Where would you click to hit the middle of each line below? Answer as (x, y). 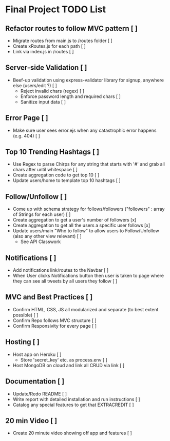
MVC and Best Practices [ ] (49, 297)
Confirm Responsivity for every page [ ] (54, 326)
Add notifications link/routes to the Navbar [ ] (61, 270)
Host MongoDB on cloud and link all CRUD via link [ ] (69, 365)
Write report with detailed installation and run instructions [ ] (76, 399)
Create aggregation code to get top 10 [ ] (56, 175)
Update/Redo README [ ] (40, 394)
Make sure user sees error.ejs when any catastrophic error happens (84, 130)
